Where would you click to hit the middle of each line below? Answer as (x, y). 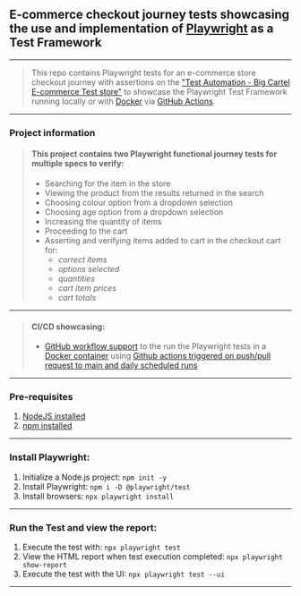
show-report (44, 566)
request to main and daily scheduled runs (121, 365)
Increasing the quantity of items (103, 221)
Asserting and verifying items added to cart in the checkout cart (163, 240)
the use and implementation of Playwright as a (142, 29)
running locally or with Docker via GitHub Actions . (123, 101)
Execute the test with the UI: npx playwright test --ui (124, 574)
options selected (89, 268)
